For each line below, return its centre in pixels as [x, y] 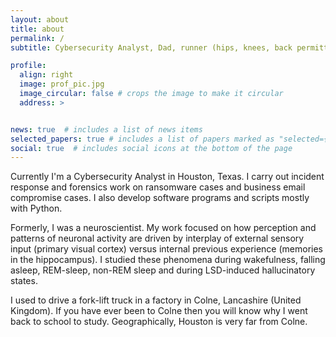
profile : [28, 66]
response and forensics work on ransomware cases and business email [158, 187]
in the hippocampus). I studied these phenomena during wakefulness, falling [168, 260]
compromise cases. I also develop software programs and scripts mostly [160, 198]
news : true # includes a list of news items [106, 129]
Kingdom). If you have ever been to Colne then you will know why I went [159, 311]
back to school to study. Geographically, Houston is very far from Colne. [159, 322]
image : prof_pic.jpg [62, 84]
